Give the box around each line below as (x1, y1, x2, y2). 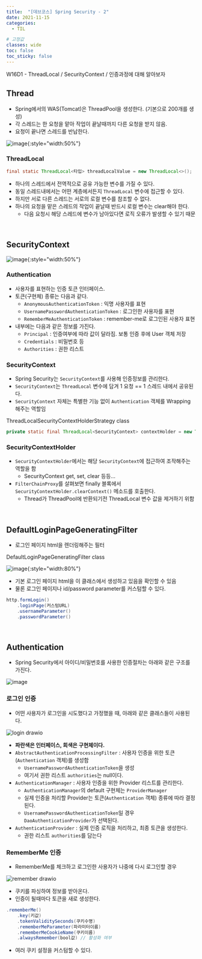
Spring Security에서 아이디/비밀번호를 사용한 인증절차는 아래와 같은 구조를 (14, 659, 191, 666)
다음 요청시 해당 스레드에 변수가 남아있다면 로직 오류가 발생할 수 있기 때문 (23, 210, 196, 217)
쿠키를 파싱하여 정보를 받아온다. (14, 887, 89, 895)
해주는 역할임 (14, 405, 46, 412)
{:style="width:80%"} (27, 565, 81, 573)
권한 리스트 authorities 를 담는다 (23, 831, 102, 839)
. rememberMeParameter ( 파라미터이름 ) (17, 923, 101, 930)
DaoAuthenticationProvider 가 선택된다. (23, 816, 119, 824)
